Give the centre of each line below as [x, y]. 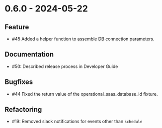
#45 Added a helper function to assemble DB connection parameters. [83, 39]
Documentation [29, 54]
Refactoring [23, 110]
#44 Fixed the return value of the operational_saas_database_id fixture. [85, 94]
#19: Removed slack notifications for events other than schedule [77, 122]
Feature [17, 27]
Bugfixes [19, 82]
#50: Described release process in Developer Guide [65, 66]
